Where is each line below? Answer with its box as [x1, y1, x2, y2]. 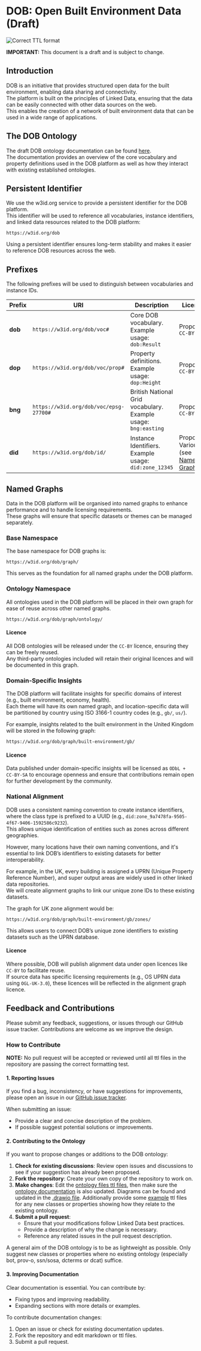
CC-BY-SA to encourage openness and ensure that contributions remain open [6, 771, 194, 778]
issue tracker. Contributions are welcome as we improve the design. [6, 1025, 173, 1033]
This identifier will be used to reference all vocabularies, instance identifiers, [6, 212, 194, 220]
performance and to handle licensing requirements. [6, 506, 133, 513]
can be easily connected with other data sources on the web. [6, 101, 157, 108]
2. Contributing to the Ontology [6, 1137, 86, 1145]
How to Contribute [6, 1040, 61, 1049]
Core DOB [130, 311, 159, 319]
